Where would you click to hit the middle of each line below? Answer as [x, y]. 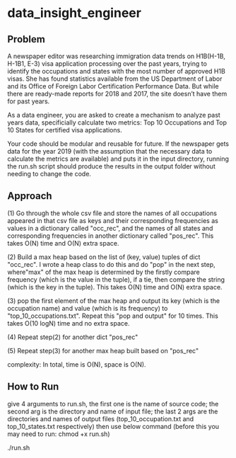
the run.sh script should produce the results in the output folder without [111, 166]
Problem [26, 39]
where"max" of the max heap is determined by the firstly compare [104, 272]
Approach [30, 196]
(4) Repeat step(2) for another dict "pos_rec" [73, 337]
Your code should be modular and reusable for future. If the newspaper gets [118, 144]
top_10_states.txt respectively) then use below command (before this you [113, 426]
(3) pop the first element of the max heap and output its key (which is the [114, 300]
